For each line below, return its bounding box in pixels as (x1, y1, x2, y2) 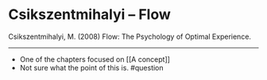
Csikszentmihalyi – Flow (8, 6, 171, 24)
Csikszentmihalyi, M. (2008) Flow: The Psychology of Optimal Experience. (8, 32, 252, 41)
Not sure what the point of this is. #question (19, 63, 164, 72)
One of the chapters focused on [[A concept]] (19, 54, 171, 64)
